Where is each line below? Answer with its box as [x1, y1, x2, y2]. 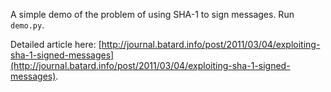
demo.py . [10, 19, 45, 31]
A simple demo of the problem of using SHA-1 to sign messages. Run [10, 9, 295, 20]
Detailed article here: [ [10, 39, 102, 50]
